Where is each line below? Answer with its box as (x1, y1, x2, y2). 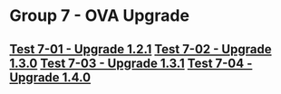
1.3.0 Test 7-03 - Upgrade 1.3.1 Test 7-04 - (9, 55, 253, 70)
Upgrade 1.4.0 (9, 70, 92, 85)
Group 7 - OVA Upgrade (9, 5, 190, 26)
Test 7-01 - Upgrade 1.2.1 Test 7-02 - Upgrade (9, 42, 272, 57)
